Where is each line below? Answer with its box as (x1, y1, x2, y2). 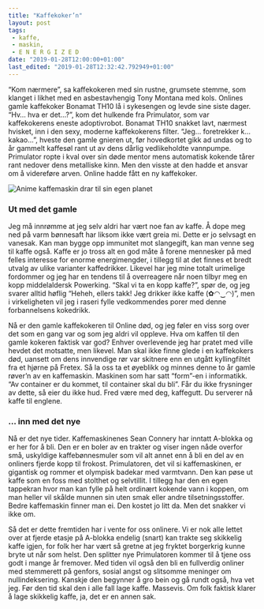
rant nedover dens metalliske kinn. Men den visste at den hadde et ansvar (8, 160, 248, 170)
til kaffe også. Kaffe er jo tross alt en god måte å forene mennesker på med (8, 246, 251, 257)
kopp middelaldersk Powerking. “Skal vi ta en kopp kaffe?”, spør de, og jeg (8, 280, 251, 290)
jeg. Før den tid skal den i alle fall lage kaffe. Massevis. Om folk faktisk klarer (8, 584, 256, 593)
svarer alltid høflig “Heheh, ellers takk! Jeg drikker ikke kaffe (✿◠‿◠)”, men (8, 289, 255, 299)
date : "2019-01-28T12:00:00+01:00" (8, 56, 125, 64)
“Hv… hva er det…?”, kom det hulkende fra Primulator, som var (8, 110, 210, 119)
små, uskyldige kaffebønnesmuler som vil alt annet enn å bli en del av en (8, 451, 244, 461)
